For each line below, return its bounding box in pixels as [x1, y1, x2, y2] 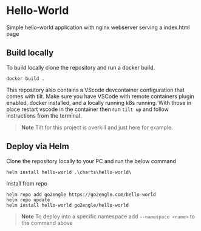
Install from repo [6, 179, 47, 187]
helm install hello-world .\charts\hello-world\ [6, 169, 132, 175]
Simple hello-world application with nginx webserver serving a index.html [6, 24, 190, 31]
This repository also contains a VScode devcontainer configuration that [6, 86, 185, 93]
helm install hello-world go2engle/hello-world [6, 202, 129, 208]
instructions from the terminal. [6, 112, 82, 119]
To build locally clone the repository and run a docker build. [6, 64, 155, 71]
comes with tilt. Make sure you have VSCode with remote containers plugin [6, 92, 194, 100]
